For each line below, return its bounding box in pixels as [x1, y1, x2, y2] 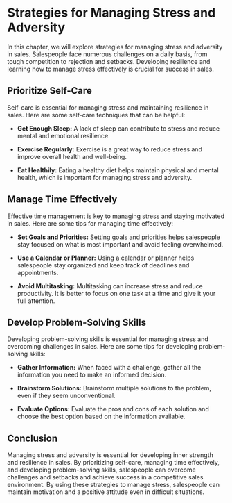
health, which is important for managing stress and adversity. [17, 173, 193, 181]
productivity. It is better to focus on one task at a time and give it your [17, 289, 216, 297]
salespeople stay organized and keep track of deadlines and [17, 261, 190, 269]
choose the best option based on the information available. [17, 412, 186, 421]
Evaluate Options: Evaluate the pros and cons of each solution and [17, 405, 209, 413]
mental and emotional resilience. [17, 131, 111, 140]
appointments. [17, 268, 59, 277]
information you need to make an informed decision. [17, 370, 167, 379]
